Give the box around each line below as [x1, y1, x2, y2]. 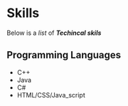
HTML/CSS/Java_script [16, 90, 86, 99]
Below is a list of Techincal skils [6, 28, 102, 37]
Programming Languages [6, 49, 122, 61]
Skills [6, 5, 40, 21]
